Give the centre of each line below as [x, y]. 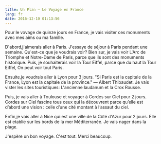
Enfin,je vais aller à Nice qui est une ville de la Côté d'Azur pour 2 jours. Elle [81, 117]
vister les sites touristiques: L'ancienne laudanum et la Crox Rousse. [73, 88]
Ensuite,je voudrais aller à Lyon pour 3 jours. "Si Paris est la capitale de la [79, 77]
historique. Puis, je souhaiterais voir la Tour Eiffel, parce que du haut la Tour [81, 63]
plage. [11, 127]
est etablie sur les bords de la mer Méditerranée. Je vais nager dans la [76, 122]
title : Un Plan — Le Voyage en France [44, 9]
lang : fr [14, 14]
